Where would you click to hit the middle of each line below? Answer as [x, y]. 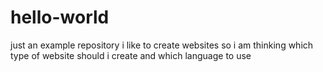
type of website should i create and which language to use [131, 55]
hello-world [60, 17]
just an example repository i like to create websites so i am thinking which [162, 45]
